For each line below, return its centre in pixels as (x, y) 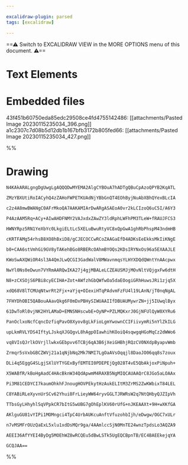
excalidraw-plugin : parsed (39, 17)
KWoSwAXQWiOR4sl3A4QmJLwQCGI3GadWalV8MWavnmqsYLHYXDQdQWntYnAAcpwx (91, 260)
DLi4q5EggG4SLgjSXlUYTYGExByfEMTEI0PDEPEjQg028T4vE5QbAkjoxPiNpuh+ (91, 363)
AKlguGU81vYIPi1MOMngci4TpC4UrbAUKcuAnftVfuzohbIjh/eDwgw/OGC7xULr (91, 415)
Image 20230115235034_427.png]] (48, 136)
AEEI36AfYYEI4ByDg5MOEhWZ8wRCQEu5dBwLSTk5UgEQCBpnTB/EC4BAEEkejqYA (91, 435)
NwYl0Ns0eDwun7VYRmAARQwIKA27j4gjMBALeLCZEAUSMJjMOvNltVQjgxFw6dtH (91, 270)
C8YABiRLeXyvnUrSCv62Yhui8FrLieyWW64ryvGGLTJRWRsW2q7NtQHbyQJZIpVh (91, 394)
